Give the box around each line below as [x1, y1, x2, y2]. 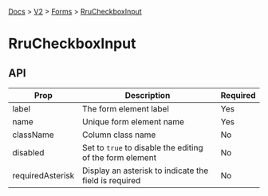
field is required [82, 175, 141, 186]
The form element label [82, 104, 170, 114]
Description [124, 90, 171, 100]
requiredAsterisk [12, 171, 75, 181]
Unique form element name [82, 116, 185, 127]
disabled [12, 147, 45, 158]
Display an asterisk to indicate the [82, 165, 209, 176]
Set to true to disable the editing [82, 143, 203, 153]
